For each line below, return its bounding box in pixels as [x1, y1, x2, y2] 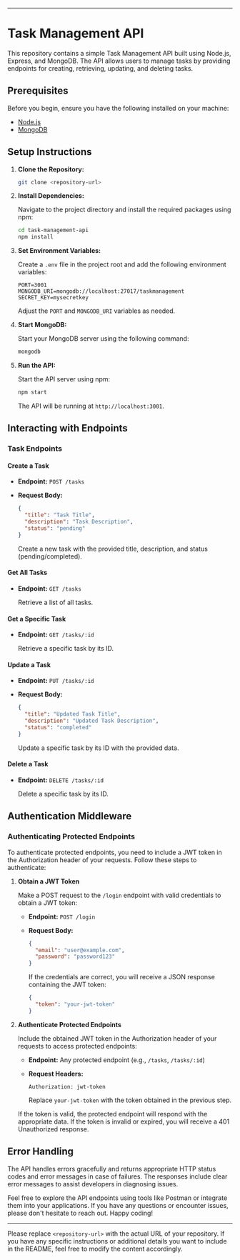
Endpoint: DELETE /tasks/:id [17, 776, 104, 784]
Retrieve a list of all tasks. [17, 598, 94, 607]
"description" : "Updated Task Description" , [24, 717, 159, 725]
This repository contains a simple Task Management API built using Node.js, [7, 49, 231, 57]
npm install [17, 234, 54, 241]
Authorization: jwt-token [28, 1083, 106, 1090]
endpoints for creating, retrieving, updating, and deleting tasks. [7, 64, 194, 72]
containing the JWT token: [28, 980, 107, 989]
